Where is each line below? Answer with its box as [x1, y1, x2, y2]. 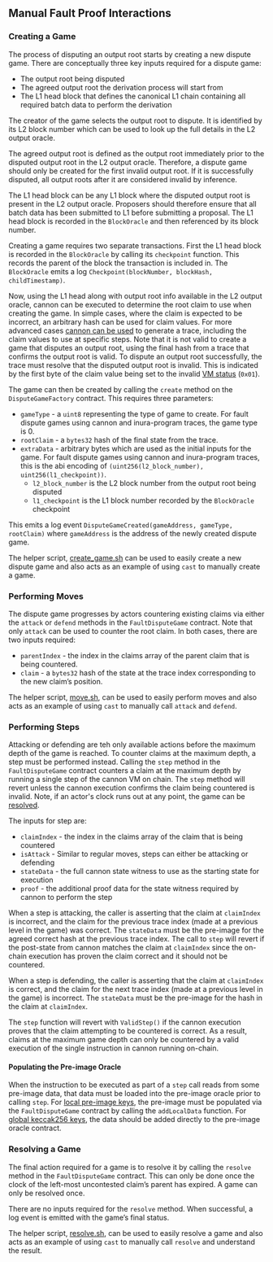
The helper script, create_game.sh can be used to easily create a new [8, 552, 242, 562]
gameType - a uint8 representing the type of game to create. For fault [19, 408, 249, 418]
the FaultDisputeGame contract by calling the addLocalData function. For [8, 1106, 246, 1116]
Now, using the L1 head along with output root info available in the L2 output [8, 290, 262, 300]
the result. [8, 1245, 43, 1255]
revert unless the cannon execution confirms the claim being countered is [8, 783, 255, 793]
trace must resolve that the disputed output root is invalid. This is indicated [8, 360, 258, 369]
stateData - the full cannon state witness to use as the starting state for [19, 867, 260, 876]
